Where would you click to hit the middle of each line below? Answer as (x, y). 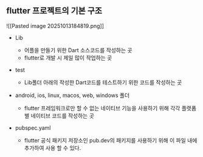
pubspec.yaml (33, 128)
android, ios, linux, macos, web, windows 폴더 (72, 95)
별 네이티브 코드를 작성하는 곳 (59, 115)
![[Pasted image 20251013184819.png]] (55, 25)
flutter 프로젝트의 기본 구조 (54, 11)
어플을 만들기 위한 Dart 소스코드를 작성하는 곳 (78, 50)
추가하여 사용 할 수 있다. (53, 148)
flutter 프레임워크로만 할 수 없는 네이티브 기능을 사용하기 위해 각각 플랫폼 (110, 108)
